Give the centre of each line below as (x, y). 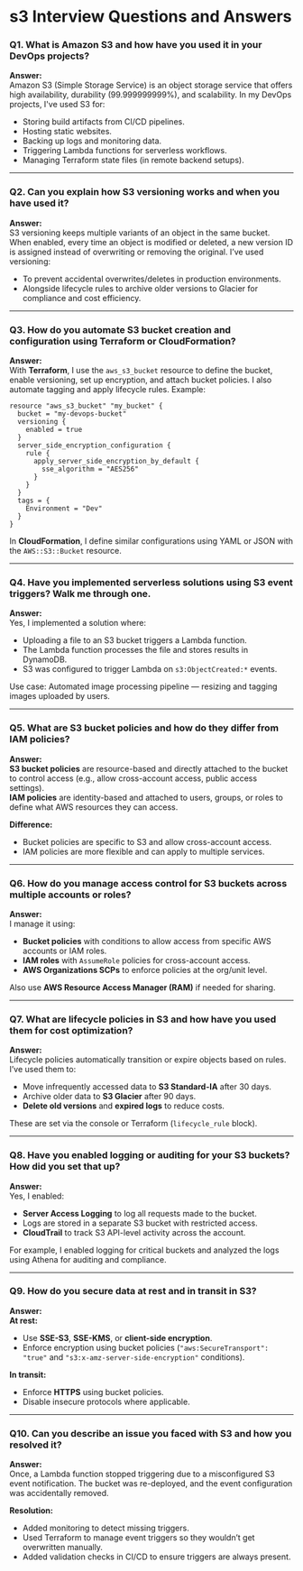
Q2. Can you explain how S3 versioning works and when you (144, 192)
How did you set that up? (65, 1167)
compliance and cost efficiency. (82, 298)
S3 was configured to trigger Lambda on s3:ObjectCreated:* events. (150, 669)
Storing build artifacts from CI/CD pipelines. (103, 122)
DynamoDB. (45, 659)
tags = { (34, 501)
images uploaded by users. (60, 696)
